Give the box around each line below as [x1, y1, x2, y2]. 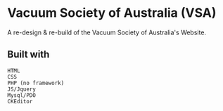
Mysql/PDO [7, 91, 37, 99]
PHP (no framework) [7, 79, 65, 86]
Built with [7, 48, 50, 60]
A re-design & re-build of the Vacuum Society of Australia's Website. [7, 28, 206, 37]
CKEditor [7, 98, 33, 105]
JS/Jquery [7, 86, 37, 93]
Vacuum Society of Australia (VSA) [7, 5, 217, 21]
